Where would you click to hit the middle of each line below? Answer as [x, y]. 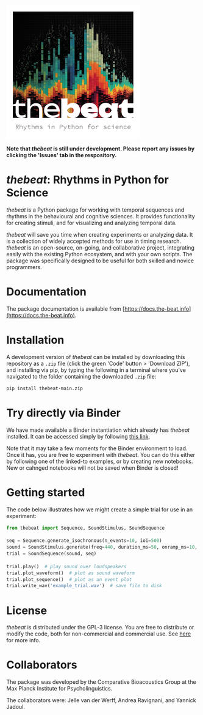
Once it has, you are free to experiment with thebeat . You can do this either [101, 454]
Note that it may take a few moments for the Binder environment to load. [97, 448]
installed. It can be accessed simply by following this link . [78, 436]
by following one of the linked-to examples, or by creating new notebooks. [100, 461]
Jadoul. [16, 707]
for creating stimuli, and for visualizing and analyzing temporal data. [91, 223]
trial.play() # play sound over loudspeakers [66, 566]
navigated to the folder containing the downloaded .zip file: [81, 376]
